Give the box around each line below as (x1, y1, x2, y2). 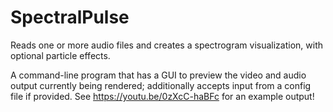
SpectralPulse (10, 6, 130, 29)
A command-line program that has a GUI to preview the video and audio (10, 69, 307, 81)
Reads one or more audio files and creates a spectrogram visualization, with (10, 39, 324, 51)
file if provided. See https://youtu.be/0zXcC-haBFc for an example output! (10, 90, 315, 102)
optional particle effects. (10, 49, 111, 61)
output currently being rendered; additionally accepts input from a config (10, 79, 312, 91)
